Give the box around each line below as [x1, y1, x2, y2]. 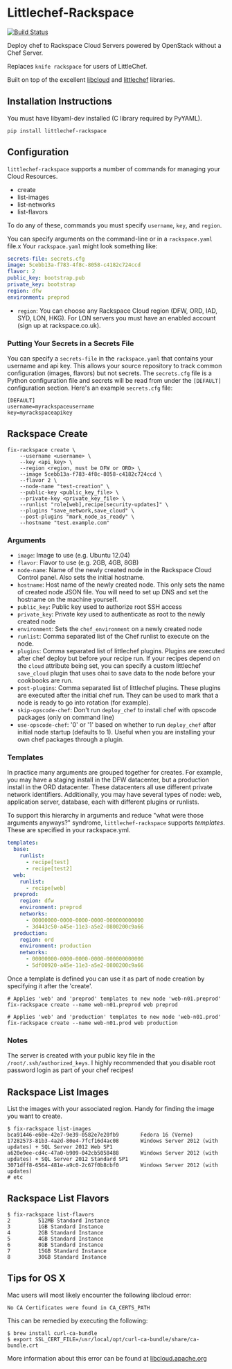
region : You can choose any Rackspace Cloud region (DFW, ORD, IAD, [17, 307, 218, 315]
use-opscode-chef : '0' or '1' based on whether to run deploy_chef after [17, 721, 217, 729]
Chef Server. [7, 49, 44, 57]
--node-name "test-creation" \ [19, 483, 110, 490]
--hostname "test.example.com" [19, 519, 110, 526]
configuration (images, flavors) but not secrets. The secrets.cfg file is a [7, 369, 213, 377]
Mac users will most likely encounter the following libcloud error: [7, 1291, 192, 1299]
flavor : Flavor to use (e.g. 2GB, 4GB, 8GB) [17, 558, 139, 567]
